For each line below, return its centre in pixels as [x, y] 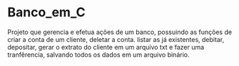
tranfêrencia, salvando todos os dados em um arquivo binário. [98, 55]
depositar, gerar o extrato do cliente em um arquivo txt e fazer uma [106, 47]
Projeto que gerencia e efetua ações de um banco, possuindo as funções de [120, 32]
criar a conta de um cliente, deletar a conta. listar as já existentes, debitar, [116, 39]
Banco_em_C [46, 12]
